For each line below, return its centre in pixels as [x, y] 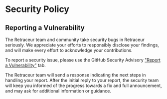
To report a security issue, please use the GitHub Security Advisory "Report [83, 60]
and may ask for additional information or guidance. [58, 91]
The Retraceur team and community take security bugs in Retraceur [75, 39]
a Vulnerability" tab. [25, 65]
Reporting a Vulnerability [45, 28]
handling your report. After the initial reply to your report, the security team [82, 80]
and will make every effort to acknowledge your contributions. [69, 50]
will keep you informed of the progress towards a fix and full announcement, [83, 85]
